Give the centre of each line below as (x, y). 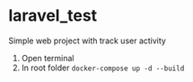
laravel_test (53, 16)
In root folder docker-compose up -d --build (103, 68)
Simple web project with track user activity (88, 41)
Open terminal (48, 58)
